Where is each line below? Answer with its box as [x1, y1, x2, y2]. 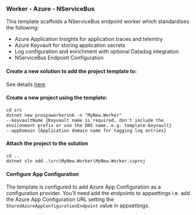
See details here [6, 81, 46, 88]
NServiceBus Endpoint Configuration [14, 54, 104, 62]
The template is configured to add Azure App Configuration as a [6, 183, 161, 190]
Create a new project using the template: [6, 94, 107, 101]
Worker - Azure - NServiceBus [6, 5, 95, 13]
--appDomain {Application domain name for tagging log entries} [6, 128, 167, 134]
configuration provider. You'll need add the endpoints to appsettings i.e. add [6, 190, 190, 197]
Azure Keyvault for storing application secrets [14, 42, 126, 49]
